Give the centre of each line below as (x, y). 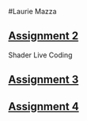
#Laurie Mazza (32, 11)
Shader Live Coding (40, 55)
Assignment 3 (43, 80)
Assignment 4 (43, 106)
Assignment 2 (43, 36)
